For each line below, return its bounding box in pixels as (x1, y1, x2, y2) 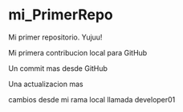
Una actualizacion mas (8, 79, 83, 89)
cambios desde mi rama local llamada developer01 (8, 94, 176, 104)
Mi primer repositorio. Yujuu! (8, 32, 103, 42)
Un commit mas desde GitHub (8, 63, 108, 73)
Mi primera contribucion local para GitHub (8, 48, 148, 57)
